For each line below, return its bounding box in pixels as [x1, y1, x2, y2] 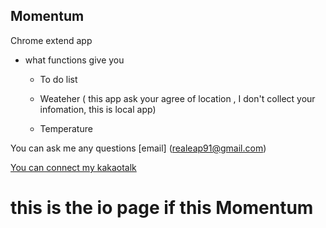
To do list [39, 73, 78, 85]
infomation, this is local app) [39, 103, 157, 115]
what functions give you [24, 54, 125, 66]
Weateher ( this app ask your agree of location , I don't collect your [39, 92, 316, 104]
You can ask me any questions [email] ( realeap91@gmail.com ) [10, 142, 267, 154]
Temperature [39, 122, 93, 134]
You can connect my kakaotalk [10, 161, 137, 173]
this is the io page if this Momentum [10, 197, 314, 219]
